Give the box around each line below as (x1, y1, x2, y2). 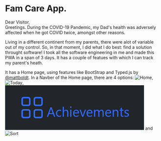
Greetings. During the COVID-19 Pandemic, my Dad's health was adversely (5, 24, 156, 30)
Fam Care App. (5, 3, 67, 14)
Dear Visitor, (5, 19, 30, 25)
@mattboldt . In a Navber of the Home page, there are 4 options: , (5, 74, 153, 80)
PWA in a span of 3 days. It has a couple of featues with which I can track (5, 54, 154, 60)
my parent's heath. (5, 60, 43, 66)
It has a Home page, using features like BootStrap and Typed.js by (5, 69, 138, 75)
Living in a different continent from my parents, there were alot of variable (5, 39, 154, 45)
